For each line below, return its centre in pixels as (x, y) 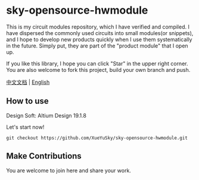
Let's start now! (25, 127)
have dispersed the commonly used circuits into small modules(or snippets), (100, 33)
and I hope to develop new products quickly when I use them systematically (99, 39)
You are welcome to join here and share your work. (69, 170)
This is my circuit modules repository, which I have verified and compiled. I (98, 27)
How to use (27, 101)
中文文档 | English (28, 82)
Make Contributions (44, 156)
